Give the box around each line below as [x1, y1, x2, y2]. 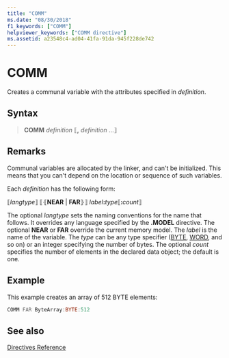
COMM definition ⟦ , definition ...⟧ [23, 126, 118, 134]
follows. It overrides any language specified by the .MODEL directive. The [7, 218, 215, 226]
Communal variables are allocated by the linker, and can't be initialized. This [7, 164, 221, 172]
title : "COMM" [7, 10, 48, 17]
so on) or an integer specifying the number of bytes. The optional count [7, 240, 209, 248]
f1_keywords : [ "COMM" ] [7, 23, 72, 29]
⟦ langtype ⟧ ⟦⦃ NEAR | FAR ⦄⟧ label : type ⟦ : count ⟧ [7, 198, 142, 206]
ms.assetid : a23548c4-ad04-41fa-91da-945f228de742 [7, 36, 154, 43]
